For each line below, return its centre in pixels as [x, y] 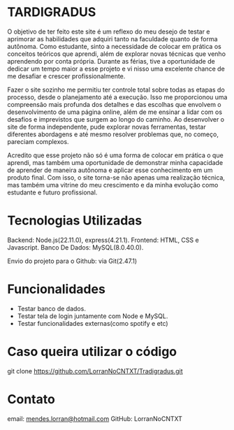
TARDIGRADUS [52, 12]
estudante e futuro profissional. [52, 192]
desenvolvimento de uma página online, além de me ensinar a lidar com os [115, 112]
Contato [31, 399]
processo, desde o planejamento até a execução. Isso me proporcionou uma [117, 97]
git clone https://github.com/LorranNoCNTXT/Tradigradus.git [95, 371]
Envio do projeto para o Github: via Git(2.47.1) [72, 261]
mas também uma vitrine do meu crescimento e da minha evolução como [113, 185]
